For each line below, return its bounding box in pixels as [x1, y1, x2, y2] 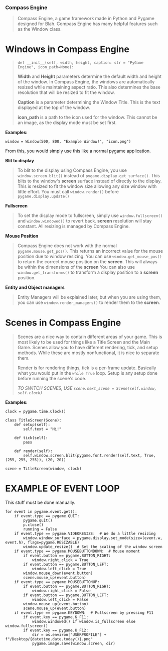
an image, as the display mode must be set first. [17, 120, 117, 126]
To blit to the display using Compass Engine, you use [17, 167, 127, 173]
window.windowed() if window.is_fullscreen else [32, 619, 136, 624]
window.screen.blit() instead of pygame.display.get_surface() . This [17, 173, 160, 179]
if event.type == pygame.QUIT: [14, 514, 80, 519]
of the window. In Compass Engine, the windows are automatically [17, 79, 155, 85]
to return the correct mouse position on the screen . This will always [17, 259, 158, 265]
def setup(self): [14, 422, 51, 427]
